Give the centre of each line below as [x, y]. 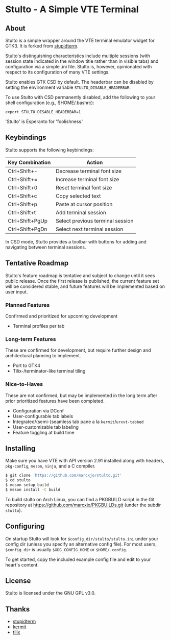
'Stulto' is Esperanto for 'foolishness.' [44, 121]
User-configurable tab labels [43, 416]
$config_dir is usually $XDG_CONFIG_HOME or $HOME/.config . [66, 549]
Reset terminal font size [84, 187]
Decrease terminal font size [88, 171]
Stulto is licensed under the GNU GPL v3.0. [51, 593]
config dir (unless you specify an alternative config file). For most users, [81, 544]
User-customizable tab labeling [46, 427]
